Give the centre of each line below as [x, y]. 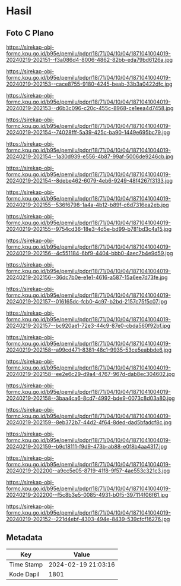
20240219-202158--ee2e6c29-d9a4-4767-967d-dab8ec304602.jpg [90, 374]
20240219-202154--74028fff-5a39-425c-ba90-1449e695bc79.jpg [88, 132]
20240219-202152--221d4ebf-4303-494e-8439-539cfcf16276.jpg [88, 519]
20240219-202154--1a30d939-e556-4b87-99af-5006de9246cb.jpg [90, 156]
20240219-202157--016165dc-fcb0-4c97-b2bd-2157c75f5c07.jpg [87, 301]
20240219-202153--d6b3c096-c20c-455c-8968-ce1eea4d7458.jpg [90, 108]
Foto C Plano [30, 33]
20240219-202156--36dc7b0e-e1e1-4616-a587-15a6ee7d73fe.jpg [87, 277]
